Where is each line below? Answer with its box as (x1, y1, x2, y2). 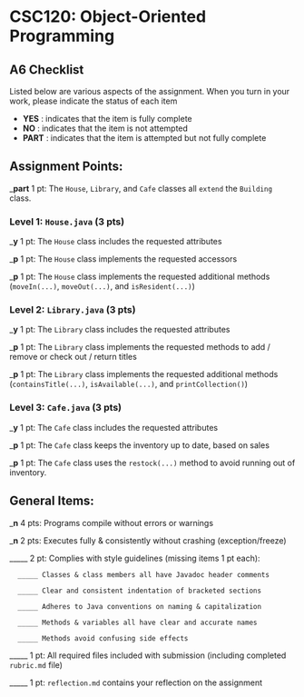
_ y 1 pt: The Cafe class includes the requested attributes (9, 422, 219, 433)
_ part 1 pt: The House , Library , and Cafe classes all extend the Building (9, 183, 273, 194)
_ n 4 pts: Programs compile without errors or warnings (9, 517, 214, 528)
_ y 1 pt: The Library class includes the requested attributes (9, 324, 230, 335)
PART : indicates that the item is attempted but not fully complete (22, 133, 267, 143)
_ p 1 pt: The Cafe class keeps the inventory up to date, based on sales (9, 439, 270, 451)
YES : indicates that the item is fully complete (22, 114, 192, 124)
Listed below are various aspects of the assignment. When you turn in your (9, 86, 290, 96)
